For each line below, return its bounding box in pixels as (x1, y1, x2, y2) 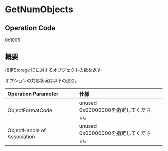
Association (7, 133, 35, 140)
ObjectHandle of (7, 127, 46, 134)
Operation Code (5, 24, 56, 32)
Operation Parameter (7, 90, 59, 97)
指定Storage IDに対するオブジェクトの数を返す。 (5, 67, 106, 73)
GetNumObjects (5, 4, 74, 15)
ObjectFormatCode (7, 107, 52, 114)
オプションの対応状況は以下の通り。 (5, 77, 80, 83)
